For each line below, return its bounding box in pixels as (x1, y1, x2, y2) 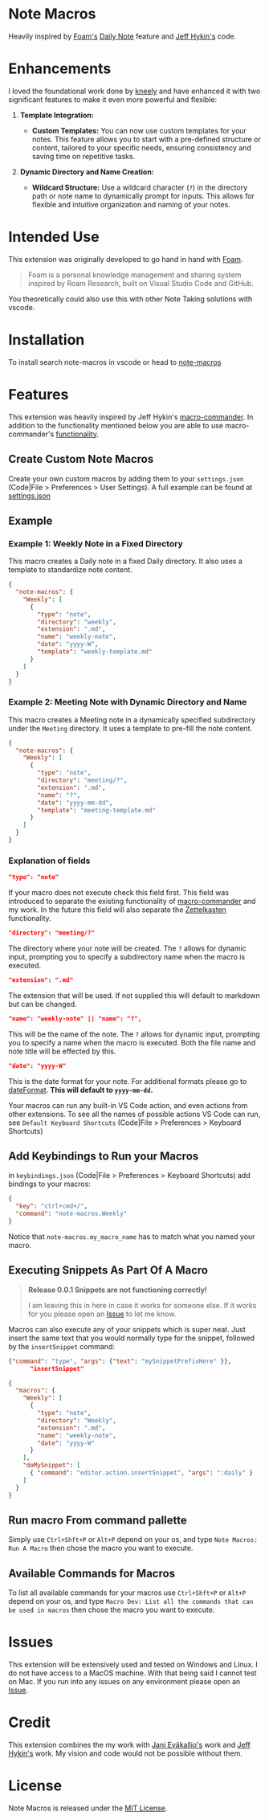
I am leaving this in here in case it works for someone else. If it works (27, 1300, 257, 1310)
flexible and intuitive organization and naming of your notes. (31, 199, 230, 209)
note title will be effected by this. (8, 1046, 116, 1056)
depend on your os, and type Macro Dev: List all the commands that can (8, 1597, 254, 1606)
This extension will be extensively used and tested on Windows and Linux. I (8, 1660, 259, 1670)
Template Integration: (19, 110, 94, 120)
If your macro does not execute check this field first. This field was (8, 888, 230, 898)
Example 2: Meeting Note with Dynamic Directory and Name (8, 697, 247, 708)
